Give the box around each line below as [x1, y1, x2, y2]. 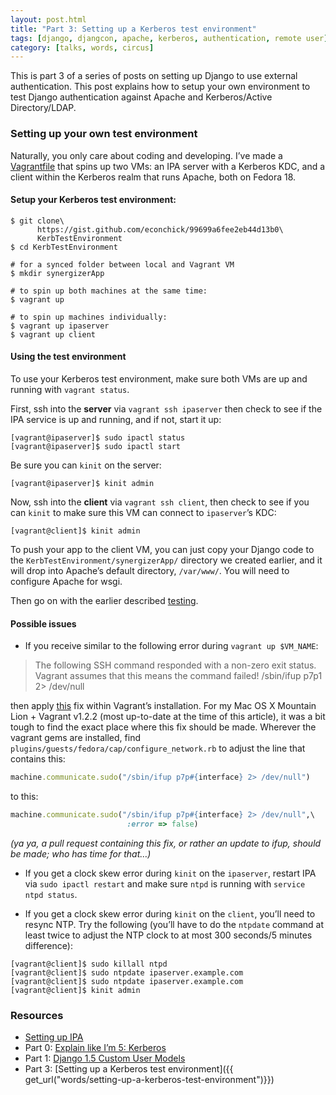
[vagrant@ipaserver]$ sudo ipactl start [10, 441, 182, 451]
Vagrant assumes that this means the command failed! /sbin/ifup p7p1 [34, 670, 323, 682]
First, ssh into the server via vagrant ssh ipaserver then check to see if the [10, 402, 323, 415]
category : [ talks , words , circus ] [10, 42, 155, 53]
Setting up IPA [24, 1031, 84, 1043]
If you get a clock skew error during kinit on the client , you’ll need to [24, 907, 316, 920]
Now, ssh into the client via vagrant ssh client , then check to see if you [10, 496, 310, 508]
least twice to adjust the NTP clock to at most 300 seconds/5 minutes [24, 929, 313, 941]
